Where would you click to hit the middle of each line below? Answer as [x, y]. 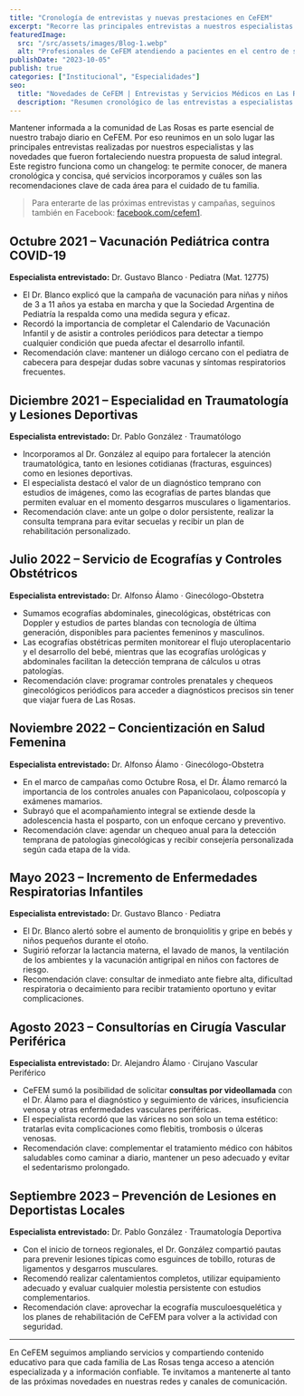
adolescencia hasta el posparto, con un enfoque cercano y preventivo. [154, 820]
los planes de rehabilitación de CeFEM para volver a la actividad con [150, 1317]
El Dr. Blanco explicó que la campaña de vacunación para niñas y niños [155, 295]
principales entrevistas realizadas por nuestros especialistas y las [132, 147]
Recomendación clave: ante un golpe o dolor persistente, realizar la [148, 512]
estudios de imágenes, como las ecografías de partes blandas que [147, 492]
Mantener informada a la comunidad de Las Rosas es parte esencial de [142, 128]
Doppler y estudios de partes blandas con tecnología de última [139, 623]
